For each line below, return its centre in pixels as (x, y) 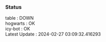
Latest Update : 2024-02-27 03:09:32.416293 (53, 34)
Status (13, 7)
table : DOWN (19, 18)
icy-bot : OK (18, 29)
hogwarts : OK (20, 23)
